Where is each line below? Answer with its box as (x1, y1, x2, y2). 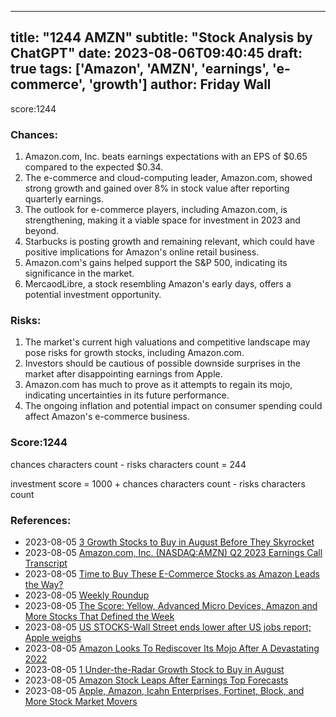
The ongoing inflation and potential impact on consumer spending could (24, 400, 323, 412)
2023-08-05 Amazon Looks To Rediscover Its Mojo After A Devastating (24, 642, 320, 654)
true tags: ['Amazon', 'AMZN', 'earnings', (10, 61, 270, 78)
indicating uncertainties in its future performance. (24, 389, 230, 401)
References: (10, 513, 72, 527)
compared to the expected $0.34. (24, 161, 164, 173)
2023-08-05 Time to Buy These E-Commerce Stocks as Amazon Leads (24, 568, 320, 580)
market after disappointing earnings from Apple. (24, 368, 223, 380)
